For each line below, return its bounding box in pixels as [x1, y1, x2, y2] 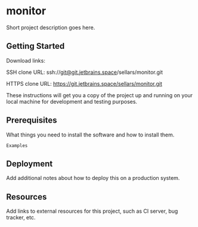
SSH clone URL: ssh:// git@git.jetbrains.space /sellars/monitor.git [6, 69, 163, 76]
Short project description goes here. [6, 24, 95, 31]
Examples [6, 142, 28, 148]
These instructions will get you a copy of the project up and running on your [6, 91, 193, 99]
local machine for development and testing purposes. [6, 98, 138, 105]
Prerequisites [6, 115, 57, 126]
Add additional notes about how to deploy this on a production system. [6, 175, 180, 182]
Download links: [6, 57, 46, 64]
